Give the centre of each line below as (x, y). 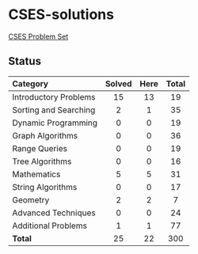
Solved (118, 83)
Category (30, 83)
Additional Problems (49, 226)
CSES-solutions (61, 15)
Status (25, 61)
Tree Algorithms (42, 161)
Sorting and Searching (54, 110)
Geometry (31, 199)
